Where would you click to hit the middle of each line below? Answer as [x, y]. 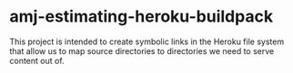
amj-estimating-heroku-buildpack [141, 17]
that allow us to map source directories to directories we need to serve [142, 50]
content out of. [37, 60]
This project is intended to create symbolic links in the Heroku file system [147, 41]
